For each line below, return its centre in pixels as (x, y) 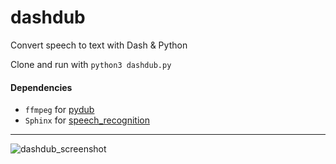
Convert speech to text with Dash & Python (99, 45)
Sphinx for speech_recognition (87, 120)
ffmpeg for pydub (59, 110)
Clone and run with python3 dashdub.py (91, 64)
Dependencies (41, 87)
